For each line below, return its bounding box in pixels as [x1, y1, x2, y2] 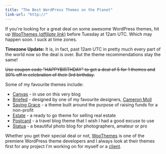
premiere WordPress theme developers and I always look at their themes [5, 138, 155, 144]
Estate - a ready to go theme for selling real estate [12, 112, 116, 118]
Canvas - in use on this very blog [12, 91, 81, 97]
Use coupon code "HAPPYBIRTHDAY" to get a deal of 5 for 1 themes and [5, 66, 155, 72]
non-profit [12, 107, 34, 113]
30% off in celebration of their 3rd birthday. [5, 71, 95, 77]
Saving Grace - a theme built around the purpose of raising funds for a [12, 101, 158, 107]
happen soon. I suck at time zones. [5, 36, 77, 42]
